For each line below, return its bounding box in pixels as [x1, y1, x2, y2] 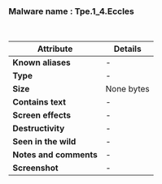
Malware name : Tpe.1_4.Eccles [8, 6, 134, 17]
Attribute [37, 43, 73, 54]
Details [113, 43, 142, 54]
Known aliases [12, 57, 71, 68]
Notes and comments [12, 149, 98, 160]
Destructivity [12, 123, 65, 135]
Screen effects [12, 109, 72, 121]
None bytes [105, 83, 151, 95]
